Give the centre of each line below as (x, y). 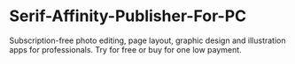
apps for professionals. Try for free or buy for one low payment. (125, 49)
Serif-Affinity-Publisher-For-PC (128, 16)
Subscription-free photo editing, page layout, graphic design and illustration (147, 40)
